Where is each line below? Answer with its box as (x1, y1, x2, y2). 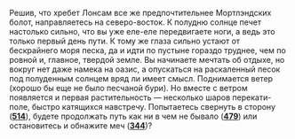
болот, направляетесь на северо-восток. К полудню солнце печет (9, 17, 262, 27)
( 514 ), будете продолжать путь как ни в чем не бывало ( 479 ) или (9, 111, 258, 121)
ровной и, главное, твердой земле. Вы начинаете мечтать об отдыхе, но (9, 55, 285, 65)
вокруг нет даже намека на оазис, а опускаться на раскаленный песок (9, 64, 281, 74)
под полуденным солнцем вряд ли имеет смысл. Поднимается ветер (9, 73, 274, 83)
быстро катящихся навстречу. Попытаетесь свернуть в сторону (31, 102, 276, 112)
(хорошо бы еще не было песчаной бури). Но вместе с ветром (9, 83, 248, 93)
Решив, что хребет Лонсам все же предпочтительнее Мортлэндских (9, 8, 272, 18)
